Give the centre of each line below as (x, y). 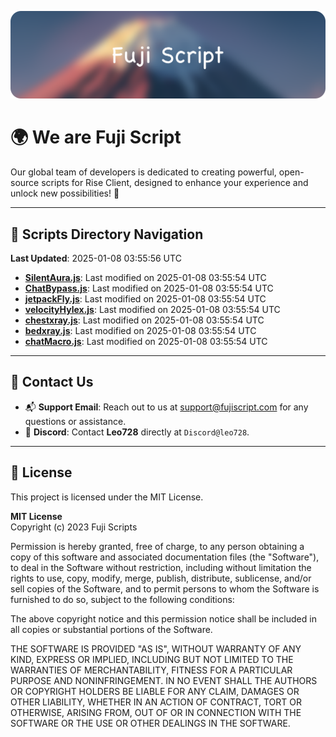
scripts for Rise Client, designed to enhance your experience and (175, 183)
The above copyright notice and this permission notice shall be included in (163, 618)
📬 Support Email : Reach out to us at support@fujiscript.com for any (166, 407)
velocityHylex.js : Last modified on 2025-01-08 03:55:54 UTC (152, 310)
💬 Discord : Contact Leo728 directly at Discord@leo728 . (137, 432)
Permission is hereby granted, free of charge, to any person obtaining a (157, 546)
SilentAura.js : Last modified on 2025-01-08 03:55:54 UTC (145, 278)
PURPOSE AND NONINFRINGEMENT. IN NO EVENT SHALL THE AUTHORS (164, 680)
